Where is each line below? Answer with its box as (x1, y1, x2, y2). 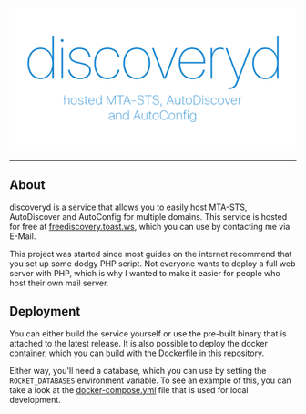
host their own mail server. (9, 277, 109, 288)
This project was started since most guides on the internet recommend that (9, 248, 292, 259)
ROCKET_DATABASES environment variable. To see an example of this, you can (9, 375, 291, 386)
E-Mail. (9, 231, 36, 242)
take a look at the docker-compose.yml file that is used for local (9, 384, 249, 395)
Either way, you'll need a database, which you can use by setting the (9, 365, 267, 376)
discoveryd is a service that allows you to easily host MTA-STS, (9, 202, 248, 212)
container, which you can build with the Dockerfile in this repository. (9, 347, 265, 358)
